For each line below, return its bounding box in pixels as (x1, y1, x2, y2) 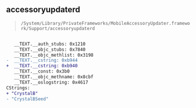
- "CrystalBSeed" (6, 96, 49, 102)
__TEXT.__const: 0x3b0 (14, 68, 70, 74)
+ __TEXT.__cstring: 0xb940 (6, 63, 78, 69)
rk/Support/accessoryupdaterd (20, 25, 96, 31)
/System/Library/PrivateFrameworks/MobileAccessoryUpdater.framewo (20, 20, 190, 26)
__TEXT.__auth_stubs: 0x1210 (14, 41, 86, 47)
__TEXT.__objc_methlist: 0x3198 (14, 52, 94, 58)
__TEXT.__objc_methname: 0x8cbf (14, 74, 94, 80)
